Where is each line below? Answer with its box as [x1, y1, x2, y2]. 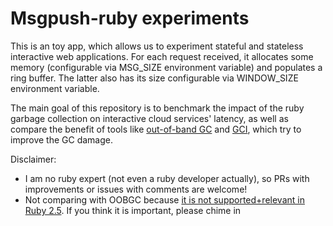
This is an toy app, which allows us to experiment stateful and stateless [10, 40, 304, 52]
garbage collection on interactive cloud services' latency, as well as [10, 112, 289, 124]
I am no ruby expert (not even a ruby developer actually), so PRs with [24, 172, 310, 184]
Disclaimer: [10, 153, 57, 165]
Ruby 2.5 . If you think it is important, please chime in [24, 204, 242, 216]
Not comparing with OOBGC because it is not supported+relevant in [24, 193, 305, 206]
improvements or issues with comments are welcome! [24, 183, 248, 195]
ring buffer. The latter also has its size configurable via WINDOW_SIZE [10, 72, 299, 84]
